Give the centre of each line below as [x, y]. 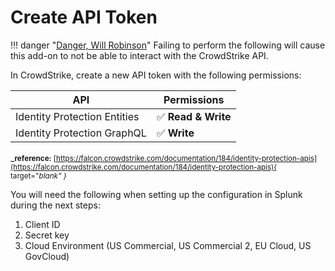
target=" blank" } [38, 176]
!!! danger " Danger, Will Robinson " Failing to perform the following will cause [168, 45]
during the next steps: [55, 205]
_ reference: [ [33, 157]
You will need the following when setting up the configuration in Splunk [156, 194]
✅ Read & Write [194, 116]
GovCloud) [47, 256]
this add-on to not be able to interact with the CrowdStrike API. [139, 55]
